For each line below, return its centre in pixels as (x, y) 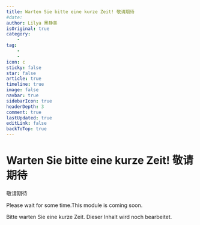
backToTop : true (26, 129)
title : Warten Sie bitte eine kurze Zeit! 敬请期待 (71, 12)
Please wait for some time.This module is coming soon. (74, 205)
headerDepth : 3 (25, 106)
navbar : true (23, 95)
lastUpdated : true (29, 118)
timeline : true (25, 85)
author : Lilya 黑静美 (32, 23)
